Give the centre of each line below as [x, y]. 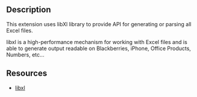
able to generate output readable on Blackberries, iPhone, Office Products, [98, 48]
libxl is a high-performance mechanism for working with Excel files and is [97, 42]
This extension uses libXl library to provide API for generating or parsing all [99, 24]
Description [29, 10]
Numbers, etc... [26, 54]
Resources [27, 73]
